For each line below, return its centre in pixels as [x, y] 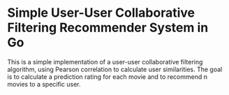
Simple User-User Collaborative [101, 13]
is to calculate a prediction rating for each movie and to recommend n [108, 76]
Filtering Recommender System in [108, 28]
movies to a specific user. [44, 84]
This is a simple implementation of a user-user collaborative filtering [105, 61]
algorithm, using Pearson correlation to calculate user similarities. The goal [115, 69]
